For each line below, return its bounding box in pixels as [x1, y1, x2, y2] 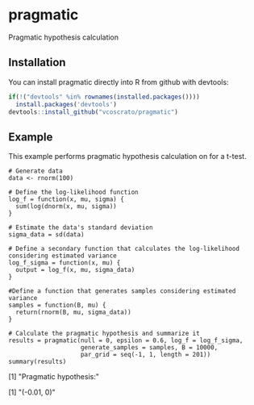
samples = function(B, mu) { [8, 301, 106, 310]
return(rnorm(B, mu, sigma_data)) [15, 308, 131, 316]
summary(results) [8, 357, 67, 366]
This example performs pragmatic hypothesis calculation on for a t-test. [8, 152, 248, 161]
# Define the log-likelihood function [8, 188, 139, 197]
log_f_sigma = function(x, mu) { [8, 259, 121, 267]
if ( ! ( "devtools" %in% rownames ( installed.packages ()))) [8, 93, 200, 101]
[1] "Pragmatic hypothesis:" [8, 372, 99, 382]
